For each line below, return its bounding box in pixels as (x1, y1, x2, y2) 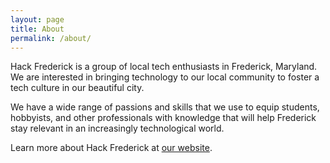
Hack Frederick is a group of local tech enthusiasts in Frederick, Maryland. (10, 61, 318, 73)
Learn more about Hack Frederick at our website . (10, 142, 213, 154)
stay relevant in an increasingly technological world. (10, 122, 225, 135)
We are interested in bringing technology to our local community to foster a (10, 71, 320, 83)
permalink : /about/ (10, 33, 92, 43)
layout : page (10, 14, 65, 25)
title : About (10, 24, 65, 34)
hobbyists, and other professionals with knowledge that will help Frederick (10, 112, 317, 124)
